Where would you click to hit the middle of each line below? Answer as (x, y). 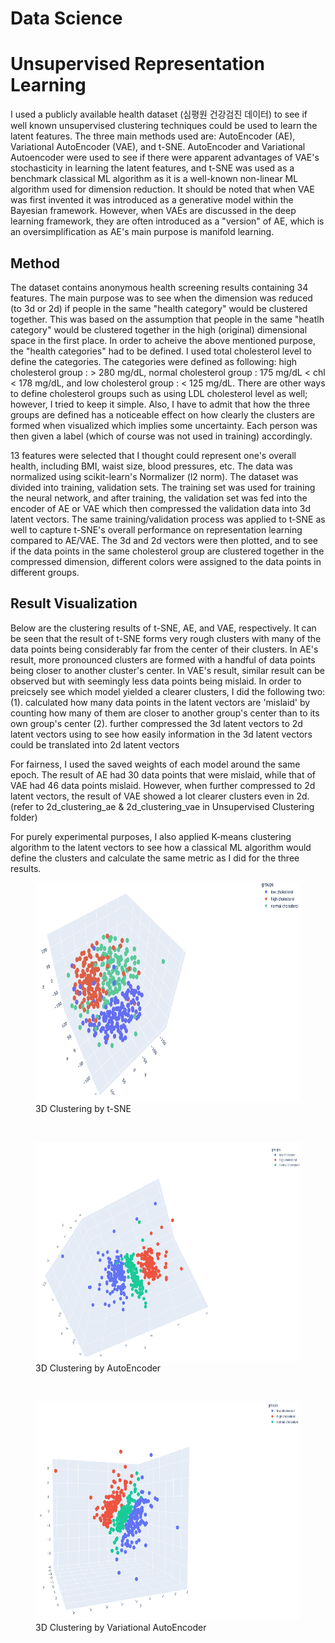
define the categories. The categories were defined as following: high (154, 361)
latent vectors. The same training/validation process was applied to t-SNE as (168, 519)
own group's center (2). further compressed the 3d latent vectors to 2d (156, 723)
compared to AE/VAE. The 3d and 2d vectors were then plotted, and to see (164, 540)
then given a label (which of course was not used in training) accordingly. (161, 436)
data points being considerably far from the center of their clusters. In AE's (164, 649)
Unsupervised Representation (137, 64)
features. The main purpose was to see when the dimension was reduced (161, 298)
